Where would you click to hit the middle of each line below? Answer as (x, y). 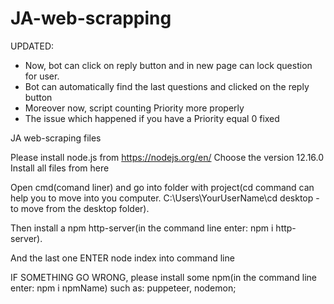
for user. (42, 76)
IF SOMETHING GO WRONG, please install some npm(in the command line (163, 277)
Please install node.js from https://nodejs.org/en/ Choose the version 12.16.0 (167, 157)
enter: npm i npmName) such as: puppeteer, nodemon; (123, 288)
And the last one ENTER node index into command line (122, 258)
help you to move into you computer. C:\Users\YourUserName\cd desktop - (165, 198)
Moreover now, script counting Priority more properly (134, 108)
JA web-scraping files (56, 138)
